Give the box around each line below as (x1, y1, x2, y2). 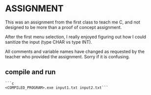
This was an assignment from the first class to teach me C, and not (5, 19, 141, 25)
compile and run (5, 68, 56, 76)
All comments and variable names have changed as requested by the (5, 48, 145, 54)
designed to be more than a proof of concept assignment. (5, 24, 122, 30)
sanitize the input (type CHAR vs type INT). (5, 39, 92, 45)
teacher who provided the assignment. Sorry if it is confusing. (5, 53, 130, 59)
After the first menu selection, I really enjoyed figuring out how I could (5, 34, 146, 40)
